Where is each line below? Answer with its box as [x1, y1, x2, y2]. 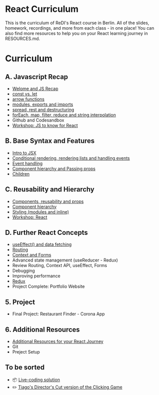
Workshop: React [12, 214, 48, 220]
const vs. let [12, 90, 37, 97]
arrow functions [12, 96, 45, 102]
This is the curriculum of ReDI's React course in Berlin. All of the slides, [5, 20, 149, 26]
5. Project [5, 298, 35, 306]
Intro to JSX [12, 150, 36, 156]
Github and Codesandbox [12, 117, 64, 123]
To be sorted [5, 363, 45, 372]
